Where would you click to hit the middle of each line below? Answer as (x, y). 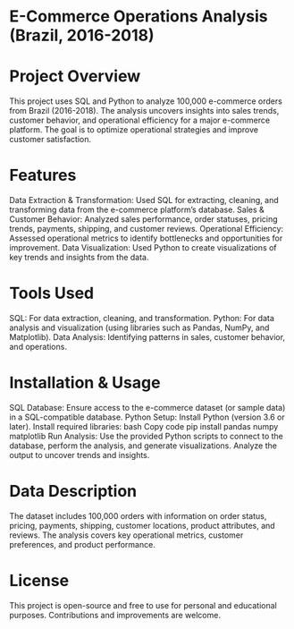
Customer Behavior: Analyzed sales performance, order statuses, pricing (144, 219)
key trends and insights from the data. (79, 258)
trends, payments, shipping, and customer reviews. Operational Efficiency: (147, 229)
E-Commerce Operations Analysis (139, 17)
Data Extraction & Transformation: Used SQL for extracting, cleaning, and (144, 200)
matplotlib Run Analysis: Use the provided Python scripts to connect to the (146, 436)
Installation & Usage (85, 383)
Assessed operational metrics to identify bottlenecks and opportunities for (146, 238)
